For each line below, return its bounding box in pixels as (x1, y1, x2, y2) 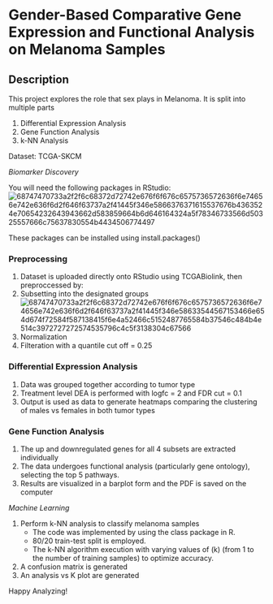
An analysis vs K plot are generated (19, 570, 140, 580)
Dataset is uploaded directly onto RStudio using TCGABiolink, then (19, 272, 242, 282)
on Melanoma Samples (8, 41, 166, 58)
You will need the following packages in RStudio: (8, 183, 171, 192)
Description (8, 72, 69, 86)
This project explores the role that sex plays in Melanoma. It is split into (8, 94, 246, 103)
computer (19, 487, 54, 497)
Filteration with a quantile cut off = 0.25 (19, 341, 153, 351)
